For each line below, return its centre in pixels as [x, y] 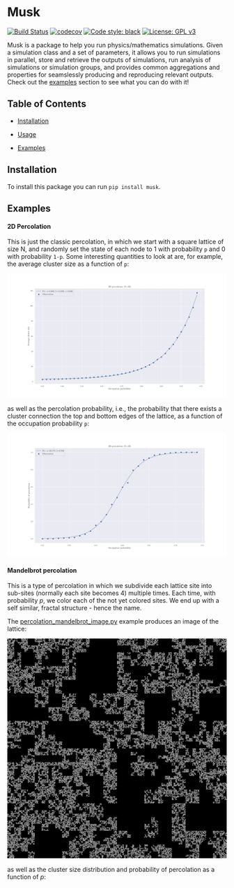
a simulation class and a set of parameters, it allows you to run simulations [114, 52]
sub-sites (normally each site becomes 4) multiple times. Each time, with [111, 593]
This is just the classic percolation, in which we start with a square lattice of [116, 242]
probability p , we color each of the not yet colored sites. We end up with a [113, 601]
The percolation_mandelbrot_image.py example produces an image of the [113, 622]
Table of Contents [47, 104]
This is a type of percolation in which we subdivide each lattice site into [110, 586]
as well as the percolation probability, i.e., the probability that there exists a [115, 408]
